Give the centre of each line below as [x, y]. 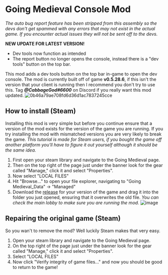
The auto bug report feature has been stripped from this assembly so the [81, 23]
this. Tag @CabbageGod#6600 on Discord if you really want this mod [78, 90]
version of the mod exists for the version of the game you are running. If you [84, 128]
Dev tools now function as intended [49, 53]
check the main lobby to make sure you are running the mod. [76, 202]
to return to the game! [35, 267]
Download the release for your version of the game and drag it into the [86, 192]
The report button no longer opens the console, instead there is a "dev [86, 58]
